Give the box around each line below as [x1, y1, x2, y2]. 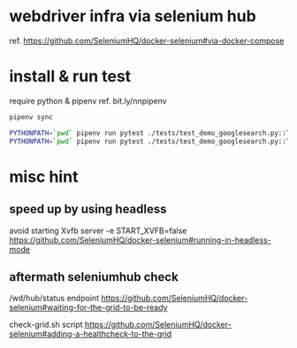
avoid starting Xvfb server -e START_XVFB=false [9, 225, 187, 236]
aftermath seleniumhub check [9, 269, 179, 284]
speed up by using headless [9, 201, 167, 217]
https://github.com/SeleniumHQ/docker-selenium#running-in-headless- [9, 234, 271, 245]
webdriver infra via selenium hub [9, 6, 256, 26]
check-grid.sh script [9, 320, 83, 330]
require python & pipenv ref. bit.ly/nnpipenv [9, 95, 167, 106]
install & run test [9, 66, 132, 87]
